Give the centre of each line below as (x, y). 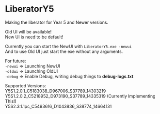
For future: (16, 61)
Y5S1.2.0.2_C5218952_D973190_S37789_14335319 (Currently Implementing (80, 96)
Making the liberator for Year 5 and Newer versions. (57, 22)
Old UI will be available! (28, 32)
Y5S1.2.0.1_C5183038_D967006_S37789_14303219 (56, 91)
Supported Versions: (25, 85)
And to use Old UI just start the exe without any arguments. (64, 51)
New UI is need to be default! (34, 37)
